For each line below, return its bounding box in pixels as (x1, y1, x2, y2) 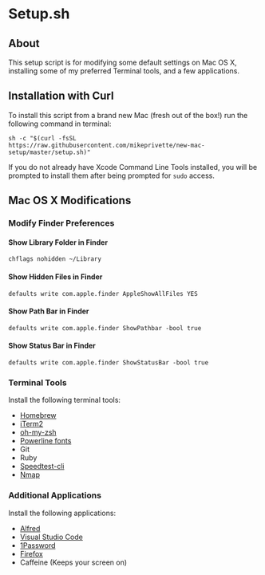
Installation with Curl (8, 89, 114, 103)
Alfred (19, 523, 41, 533)
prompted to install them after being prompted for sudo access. (8, 171, 216, 180)
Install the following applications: (8, 508, 117, 518)
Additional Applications (8, 490, 102, 501)
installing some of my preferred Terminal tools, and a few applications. (8, 66, 240, 76)
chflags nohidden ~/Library (8, 255, 102, 263)
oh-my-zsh (19, 427, 57, 437)
